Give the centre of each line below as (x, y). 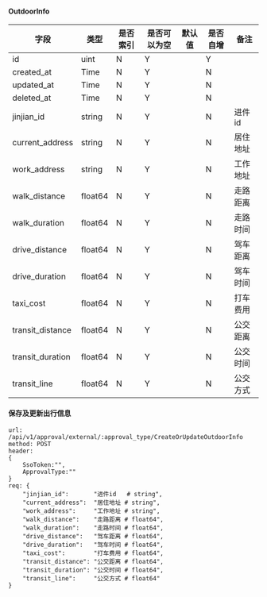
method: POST (30, 445)
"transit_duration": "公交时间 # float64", (93, 570)
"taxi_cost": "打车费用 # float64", (93, 553)
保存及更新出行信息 (40, 413)
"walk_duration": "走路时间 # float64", (93, 528)
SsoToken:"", (44, 465)
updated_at (33, 85)
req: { (19, 486)
